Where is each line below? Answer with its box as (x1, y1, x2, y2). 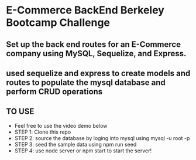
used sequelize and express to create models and (6, 68, 191, 78)
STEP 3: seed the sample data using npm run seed (14, 141, 137, 148)
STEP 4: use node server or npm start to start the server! (14, 147, 152, 154)
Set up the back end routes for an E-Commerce (6, 39, 181, 49)
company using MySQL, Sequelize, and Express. (6, 48, 187, 59)
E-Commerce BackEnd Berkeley (6, 4, 165, 17)
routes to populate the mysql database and (6, 77, 166, 87)
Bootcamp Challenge (6, 16, 110, 29)
